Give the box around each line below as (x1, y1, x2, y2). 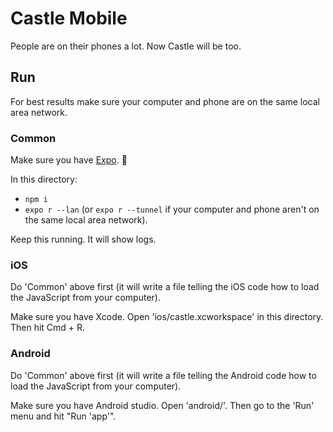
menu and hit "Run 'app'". (10, 410, 117, 422)
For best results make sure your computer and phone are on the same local (10, 95, 320, 107)
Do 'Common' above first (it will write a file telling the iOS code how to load (10, 281, 320, 293)
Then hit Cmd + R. (10, 322, 86, 334)
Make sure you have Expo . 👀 (10, 154, 128, 166)
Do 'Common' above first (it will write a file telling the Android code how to (10, 369, 317, 381)
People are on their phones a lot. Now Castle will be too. (10, 40, 242, 52)
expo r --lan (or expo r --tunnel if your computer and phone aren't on (24, 203, 320, 216)
